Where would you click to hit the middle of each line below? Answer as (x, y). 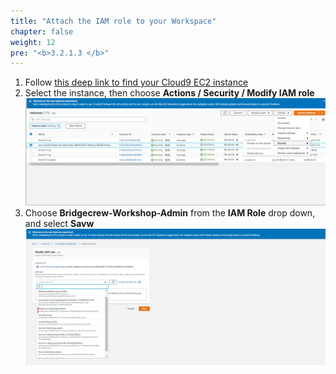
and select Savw (59, 223)
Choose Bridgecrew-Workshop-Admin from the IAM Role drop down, (170, 212)
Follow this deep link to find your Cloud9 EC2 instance (136, 82)
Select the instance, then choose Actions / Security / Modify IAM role (169, 93)
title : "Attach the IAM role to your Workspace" (113, 21)
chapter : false (42, 31)
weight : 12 (33, 42)
